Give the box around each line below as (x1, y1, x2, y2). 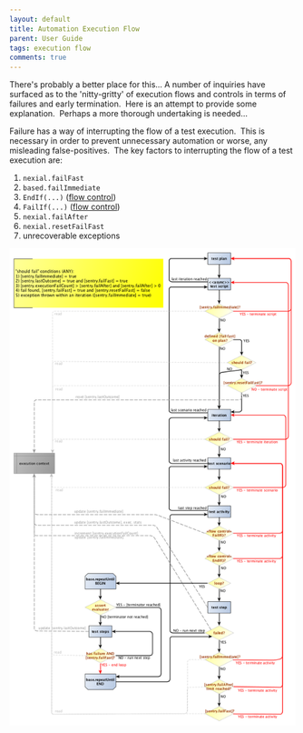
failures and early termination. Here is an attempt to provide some (9, 98, 257, 109)
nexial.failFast (22, 174, 84, 184)
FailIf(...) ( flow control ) (22, 201, 121, 213)
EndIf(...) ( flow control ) (22, 192, 116, 203)
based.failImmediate (22, 184, 101, 193)
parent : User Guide (9, 34, 83, 43)
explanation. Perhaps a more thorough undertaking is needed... (9, 108, 248, 119)
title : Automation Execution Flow (9, 24, 141, 34)
